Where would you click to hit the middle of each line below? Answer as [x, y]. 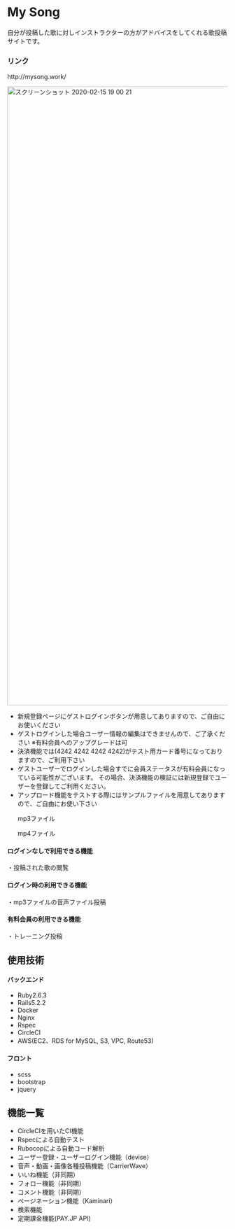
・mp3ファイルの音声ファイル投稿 [57, 902]
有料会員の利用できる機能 [44, 919]
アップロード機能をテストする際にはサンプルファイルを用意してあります [121, 795]
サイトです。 [26, 41]
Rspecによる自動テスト [51, 1140]
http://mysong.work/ [37, 77]
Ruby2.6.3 [32, 995]
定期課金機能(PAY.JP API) [54, 1219]
